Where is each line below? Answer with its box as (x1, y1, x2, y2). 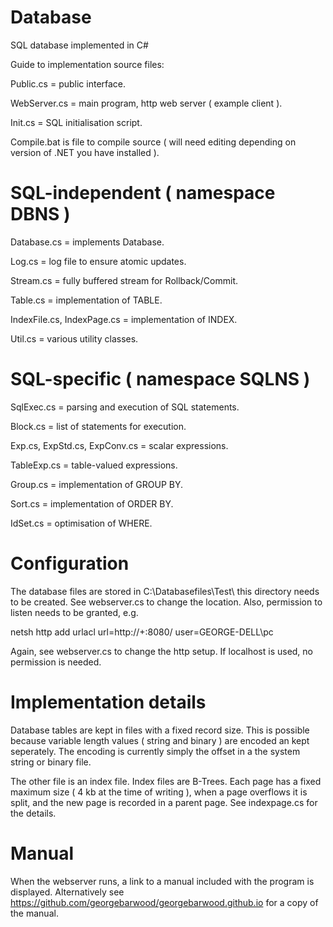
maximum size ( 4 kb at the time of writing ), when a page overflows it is (10, 786, 308, 798)
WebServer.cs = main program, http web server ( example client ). (10, 97, 283, 109)
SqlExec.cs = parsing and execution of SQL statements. (10, 401, 240, 413)
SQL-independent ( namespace (10, 182, 276, 205)
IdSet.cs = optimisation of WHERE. (10, 517, 153, 529)
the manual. (10, 907, 59, 919)
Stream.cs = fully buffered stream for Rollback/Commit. (10, 274, 238, 286)
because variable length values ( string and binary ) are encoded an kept (10, 734, 310, 746)
